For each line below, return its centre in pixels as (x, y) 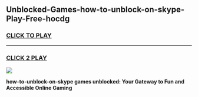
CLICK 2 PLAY (27, 58)
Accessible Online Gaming (39, 88)
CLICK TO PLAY (29, 36)
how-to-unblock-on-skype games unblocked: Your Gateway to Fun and (95, 81)
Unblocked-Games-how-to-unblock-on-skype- (95, 10)
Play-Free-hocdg (38, 19)
